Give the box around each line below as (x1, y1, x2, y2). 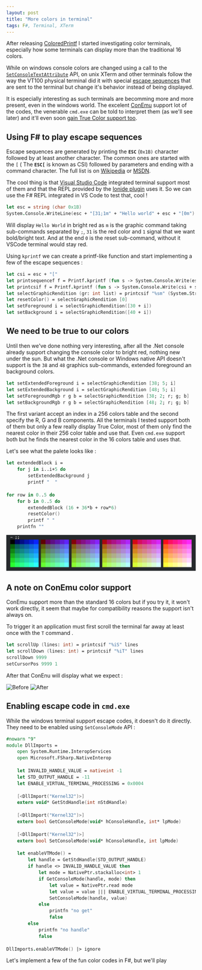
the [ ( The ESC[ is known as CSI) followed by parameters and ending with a (6, 161, 194, 168)
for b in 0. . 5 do (17, 498, 61, 504)
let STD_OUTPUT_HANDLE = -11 (17, 774, 90, 780)
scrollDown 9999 (6, 655, 47, 661)
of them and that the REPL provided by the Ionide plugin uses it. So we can (6, 185, 191, 193)
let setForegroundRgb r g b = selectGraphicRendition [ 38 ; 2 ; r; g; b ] (6, 393, 189, 399)
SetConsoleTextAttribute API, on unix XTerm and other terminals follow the (6, 71, 192, 78)
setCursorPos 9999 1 (6, 661, 58, 667)
